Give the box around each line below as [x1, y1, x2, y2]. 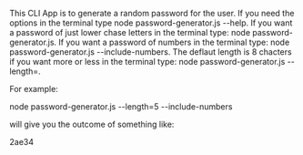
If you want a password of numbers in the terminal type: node [58, 36, 290, 47]
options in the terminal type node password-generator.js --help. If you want [9, 17, 293, 28]
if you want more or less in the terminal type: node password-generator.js [9, 57, 286, 67]
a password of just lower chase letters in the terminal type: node [9, 27, 251, 37]
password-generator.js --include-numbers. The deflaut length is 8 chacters [9, 46, 293, 57]
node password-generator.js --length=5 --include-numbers [9, 101, 233, 112]
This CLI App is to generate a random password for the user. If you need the [9, 8, 295, 18]
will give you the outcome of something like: [9, 119, 175, 129]
